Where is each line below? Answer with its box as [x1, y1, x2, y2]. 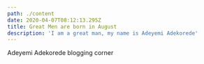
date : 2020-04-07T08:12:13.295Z [7, 17, 101, 24]
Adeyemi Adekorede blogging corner [7, 49, 114, 57]
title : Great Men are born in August [7, 23, 117, 30]
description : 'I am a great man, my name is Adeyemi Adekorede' [7, 29, 198, 37]
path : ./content [7, 10, 54, 17]
